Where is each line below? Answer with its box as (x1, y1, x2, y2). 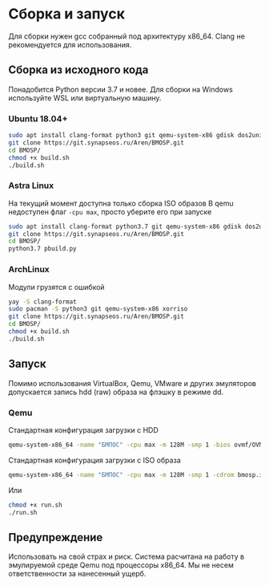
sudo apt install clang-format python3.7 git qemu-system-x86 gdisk (8, 222, 242, 230)
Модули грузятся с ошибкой (8, 282, 106, 291)
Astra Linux (8, 180, 54, 191)
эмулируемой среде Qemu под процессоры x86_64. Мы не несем (8, 560, 234, 570)
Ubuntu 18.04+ (8, 113, 68, 124)
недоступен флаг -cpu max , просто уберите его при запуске (8, 206, 212, 217)
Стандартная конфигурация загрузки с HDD (8, 425, 159, 434)
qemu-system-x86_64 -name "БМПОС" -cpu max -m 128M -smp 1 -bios (8, 441, 231, 449)
